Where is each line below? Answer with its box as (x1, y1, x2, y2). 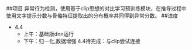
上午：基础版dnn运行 (23, 30, 74, 37)
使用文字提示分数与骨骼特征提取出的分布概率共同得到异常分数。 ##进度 (6, 12, 179, 19)
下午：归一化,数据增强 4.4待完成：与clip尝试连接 (23, 38, 140, 44)
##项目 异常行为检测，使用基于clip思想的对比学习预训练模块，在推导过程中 (6, 5, 187, 11)
